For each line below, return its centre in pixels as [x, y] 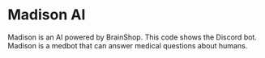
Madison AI [47, 15]
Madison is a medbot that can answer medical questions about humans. [128, 45]
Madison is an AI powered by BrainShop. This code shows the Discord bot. [132, 37]
